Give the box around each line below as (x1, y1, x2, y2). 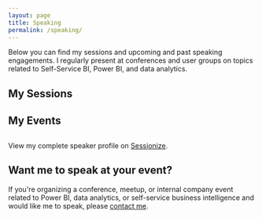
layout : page (8, 11, 51, 20)
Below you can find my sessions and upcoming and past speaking (8, 48, 223, 57)
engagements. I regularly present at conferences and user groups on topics (8, 56, 253, 65)
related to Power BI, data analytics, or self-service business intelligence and (8, 193, 254, 202)
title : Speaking (8, 19, 61, 27)
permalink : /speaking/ (8, 26, 83, 34)
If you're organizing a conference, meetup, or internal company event (8, 184, 234, 194)
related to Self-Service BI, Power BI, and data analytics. (8, 64, 187, 74)
